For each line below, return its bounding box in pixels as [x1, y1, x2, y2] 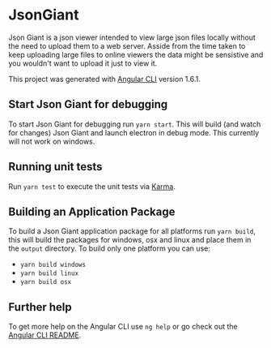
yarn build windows [19, 261, 87, 269]
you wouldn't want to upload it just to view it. [8, 58, 158, 68]
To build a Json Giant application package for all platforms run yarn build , [8, 226, 256, 236]
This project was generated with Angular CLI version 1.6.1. [8, 74, 201, 84]
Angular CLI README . [8, 330, 82, 340]
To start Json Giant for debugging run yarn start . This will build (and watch [8, 119, 261, 129]
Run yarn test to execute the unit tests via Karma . [8, 181, 176, 191]
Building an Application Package [8, 204, 176, 218]
